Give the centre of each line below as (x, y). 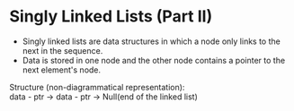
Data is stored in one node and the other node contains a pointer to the (154, 60)
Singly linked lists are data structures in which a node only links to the (151, 41)
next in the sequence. (62, 50)
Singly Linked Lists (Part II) (111, 17)
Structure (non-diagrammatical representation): (97, 87)
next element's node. (62, 70)
